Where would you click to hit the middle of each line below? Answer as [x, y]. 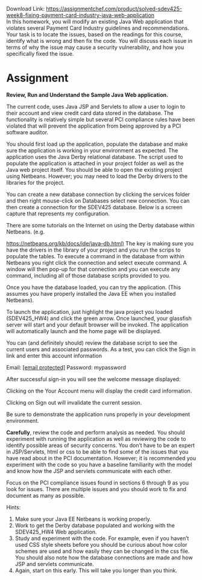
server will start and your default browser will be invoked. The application [97, 324]
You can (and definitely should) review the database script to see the [92, 343]
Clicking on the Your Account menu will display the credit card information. [99, 391]
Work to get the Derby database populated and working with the [95, 525]
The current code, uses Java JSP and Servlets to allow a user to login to [96, 106]
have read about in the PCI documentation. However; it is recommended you [101, 458]
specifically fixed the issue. [40, 54]
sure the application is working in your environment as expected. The [92, 150]
